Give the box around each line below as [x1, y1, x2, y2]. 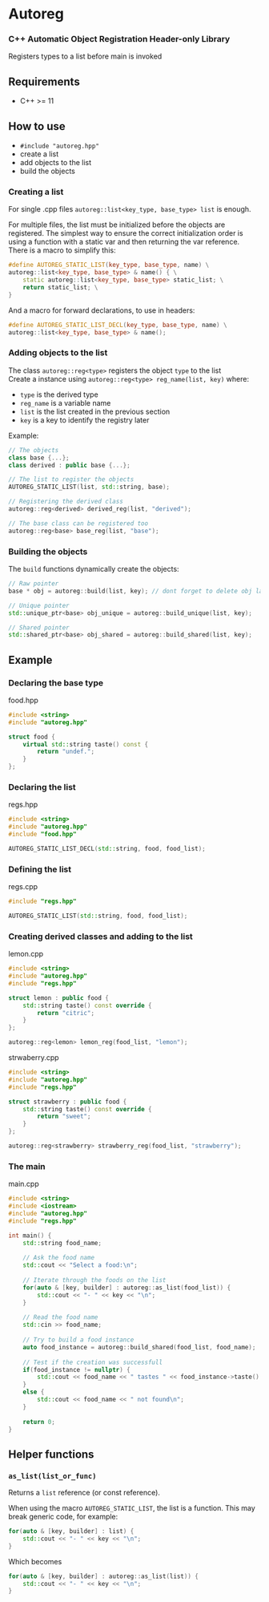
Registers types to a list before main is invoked [8, 51, 163, 61]
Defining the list [8, 864, 72, 875]
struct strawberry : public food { [8, 1098, 127, 1106]
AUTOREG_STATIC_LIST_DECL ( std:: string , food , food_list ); [8, 844, 206, 852]
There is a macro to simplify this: [8, 245, 116, 255]
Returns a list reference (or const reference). [8, 1488, 160, 1498]
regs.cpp [8, 882, 38, 892]
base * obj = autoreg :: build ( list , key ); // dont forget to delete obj [8, 587, 252, 595]
